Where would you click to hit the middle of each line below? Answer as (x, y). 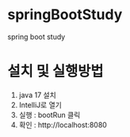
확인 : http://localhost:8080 (63, 124)
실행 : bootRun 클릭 (50, 115)
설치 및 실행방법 (55, 71)
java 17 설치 (37, 95)
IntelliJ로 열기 (40, 104)
